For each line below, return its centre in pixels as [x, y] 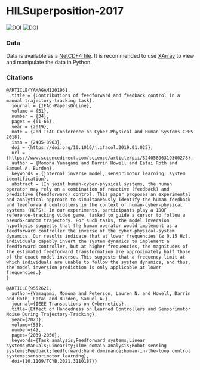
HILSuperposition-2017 [65, 11]
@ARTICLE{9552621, [29, 288]
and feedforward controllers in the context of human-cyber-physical [95, 205]
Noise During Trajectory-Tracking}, [52, 314]
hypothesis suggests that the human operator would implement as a [92, 226]
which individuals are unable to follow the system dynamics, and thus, [99, 262]
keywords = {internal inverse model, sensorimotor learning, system [99, 173]
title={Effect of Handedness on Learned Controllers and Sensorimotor [101, 309]
